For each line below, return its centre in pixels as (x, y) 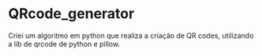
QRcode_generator (71, 14)
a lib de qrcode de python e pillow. (64, 43)
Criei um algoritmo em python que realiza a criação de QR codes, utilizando (131, 35)
